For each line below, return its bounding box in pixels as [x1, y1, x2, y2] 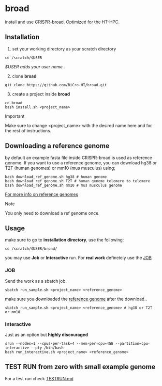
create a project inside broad [12, 91, 70, 97]
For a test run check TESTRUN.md [5, 375, 74, 381]
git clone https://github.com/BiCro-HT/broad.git [5, 82, 107, 87]
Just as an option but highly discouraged [5, 332, 88, 338]
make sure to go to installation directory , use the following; [5, 237, 124, 243]
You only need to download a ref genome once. [5, 210, 100, 216]
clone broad [12, 73, 37, 79]
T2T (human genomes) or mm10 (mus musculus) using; [5, 165, 116, 171]
